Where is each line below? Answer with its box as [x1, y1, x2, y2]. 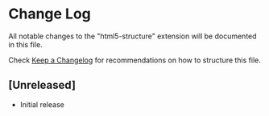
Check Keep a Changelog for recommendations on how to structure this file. [8, 55, 262, 65]
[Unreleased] [8, 78, 77, 92]
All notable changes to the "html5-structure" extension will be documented [8, 31, 257, 41]
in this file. [8, 39, 43, 49]
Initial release [19, 99, 64, 109]
